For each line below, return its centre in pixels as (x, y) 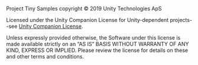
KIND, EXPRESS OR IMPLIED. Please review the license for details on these (97, 50)
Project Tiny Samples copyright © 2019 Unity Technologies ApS (84, 9)
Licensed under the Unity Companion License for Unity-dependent (87, 20)
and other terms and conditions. (45, 56)
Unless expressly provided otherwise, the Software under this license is (93, 38)
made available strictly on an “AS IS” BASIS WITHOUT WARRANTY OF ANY (98, 44)
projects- (181, 20)
